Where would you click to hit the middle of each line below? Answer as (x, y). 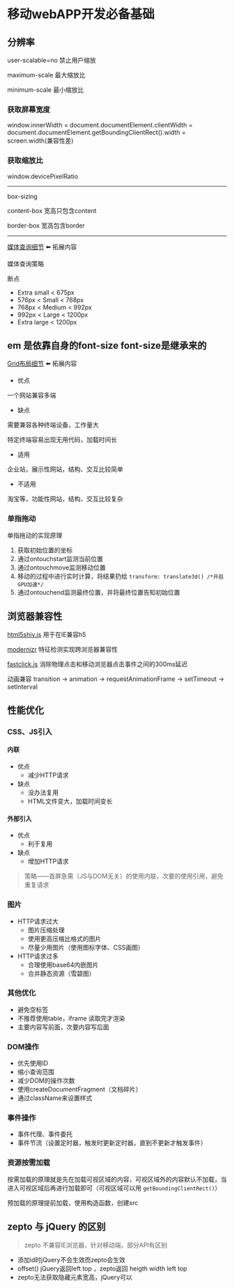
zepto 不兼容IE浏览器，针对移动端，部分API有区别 (96, 1245)
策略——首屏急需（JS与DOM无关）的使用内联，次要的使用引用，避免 (124, 876)
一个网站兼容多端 (32, 395)
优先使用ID (33, 1063)
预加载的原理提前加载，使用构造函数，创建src (73, 1202)
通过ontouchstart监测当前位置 (60, 558)
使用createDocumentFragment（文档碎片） (79, 1090)
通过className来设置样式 (55, 1098)
